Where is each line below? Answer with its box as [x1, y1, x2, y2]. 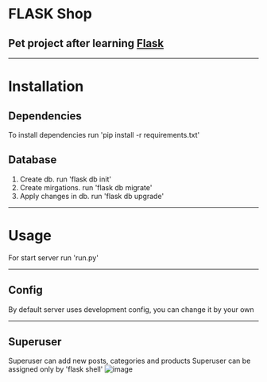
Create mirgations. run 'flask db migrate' [19, 182, 153, 192]
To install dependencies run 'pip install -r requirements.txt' [8, 131, 200, 139]
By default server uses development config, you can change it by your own [8, 304, 254, 314]
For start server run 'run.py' [8, 252, 99, 263]
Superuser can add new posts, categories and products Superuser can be [8, 356, 251, 366]
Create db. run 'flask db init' [19, 174, 112, 184]
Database [8, 153, 57, 167]
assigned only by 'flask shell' [8, 364, 103, 374]
